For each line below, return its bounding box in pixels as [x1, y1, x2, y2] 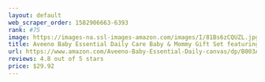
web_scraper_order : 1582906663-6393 [8, 19, 129, 27]
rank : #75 [8, 26, 41, 34]
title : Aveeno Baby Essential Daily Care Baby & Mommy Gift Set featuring [8, 41, 259, 48]
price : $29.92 [8, 62, 55, 70]
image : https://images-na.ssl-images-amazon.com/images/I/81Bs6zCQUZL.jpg [8, 33, 259, 41]
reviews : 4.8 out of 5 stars [8, 55, 104, 63]
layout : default [8, 11, 62, 20]
